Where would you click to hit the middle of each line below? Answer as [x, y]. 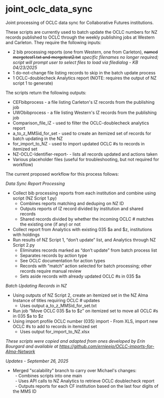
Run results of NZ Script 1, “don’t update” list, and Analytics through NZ [84, 240]
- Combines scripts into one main [49, 375]
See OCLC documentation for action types [62, 260]
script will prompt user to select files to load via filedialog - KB [75, 62]
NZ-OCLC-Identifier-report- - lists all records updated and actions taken [85, 154]
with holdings [26, 234]
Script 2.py [24, 245]
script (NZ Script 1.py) [35, 198]
